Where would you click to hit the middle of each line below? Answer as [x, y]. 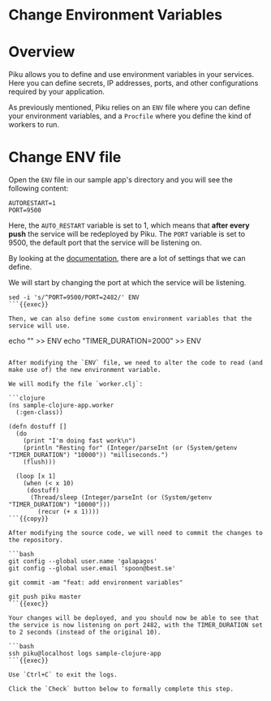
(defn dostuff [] [38, 427]
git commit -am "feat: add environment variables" [96, 583]
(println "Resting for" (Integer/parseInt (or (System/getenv [130, 448]
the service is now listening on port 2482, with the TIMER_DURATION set [136, 626]
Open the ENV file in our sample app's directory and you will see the [120, 180]
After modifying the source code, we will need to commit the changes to [136, 533]
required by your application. [57, 92]
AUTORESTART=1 [32, 203]
